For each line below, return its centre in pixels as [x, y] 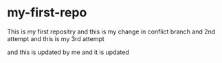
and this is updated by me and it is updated [68, 52]
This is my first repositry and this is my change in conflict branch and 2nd [111, 32]
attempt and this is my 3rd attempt [56, 38]
